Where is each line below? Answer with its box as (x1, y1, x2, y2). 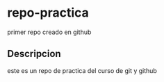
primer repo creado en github (7, 28, 92, 36)
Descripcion (7, 48, 61, 60)
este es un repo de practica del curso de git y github (7, 66, 158, 74)
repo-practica (7, 5, 89, 21)
